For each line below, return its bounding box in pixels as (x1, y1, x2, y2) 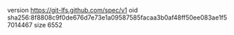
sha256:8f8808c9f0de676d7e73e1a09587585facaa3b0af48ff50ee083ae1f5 (7, 13, 228, 22)
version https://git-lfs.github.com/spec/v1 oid (7, 6, 138, 14)
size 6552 (34, 21, 63, 29)
